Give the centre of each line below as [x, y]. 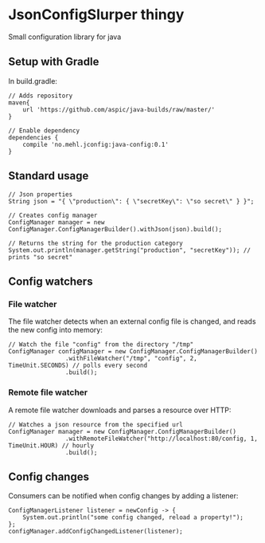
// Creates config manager [53, 215]
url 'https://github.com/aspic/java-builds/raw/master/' [119, 109]
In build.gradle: [33, 81]
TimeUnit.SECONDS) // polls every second [78, 366]
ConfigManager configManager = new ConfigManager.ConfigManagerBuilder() [133, 352]
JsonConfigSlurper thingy [96, 15]
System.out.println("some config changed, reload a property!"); [133, 517]
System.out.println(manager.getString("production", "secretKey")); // [129, 250]
